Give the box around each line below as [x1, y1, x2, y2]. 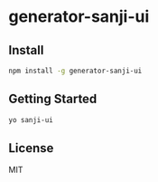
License [8, 140, 54, 156]
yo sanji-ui [8, 115, 53, 124]
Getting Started [8, 91, 98, 107]
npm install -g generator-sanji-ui [8, 66, 143, 75]
